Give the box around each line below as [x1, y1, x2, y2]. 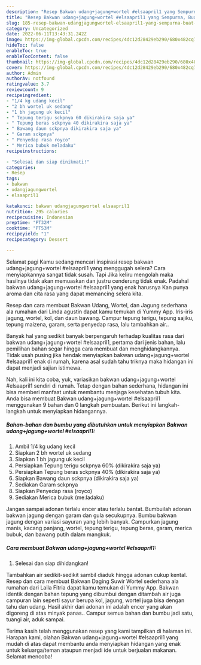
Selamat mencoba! [6, 652, 53, 660]
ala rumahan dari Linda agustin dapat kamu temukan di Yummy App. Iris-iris [6, 308, 193, 315]
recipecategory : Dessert [6, 237, 68, 243]
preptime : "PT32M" [6, 220, 52, 226]
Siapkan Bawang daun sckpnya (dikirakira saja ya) [14, 474, 139, 482]
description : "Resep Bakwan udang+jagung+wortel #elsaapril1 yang [6, 8, 175, 15]
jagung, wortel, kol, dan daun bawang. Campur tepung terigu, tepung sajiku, [6, 314, 194, 321]
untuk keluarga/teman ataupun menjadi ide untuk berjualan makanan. [6, 646, 177, 654]
